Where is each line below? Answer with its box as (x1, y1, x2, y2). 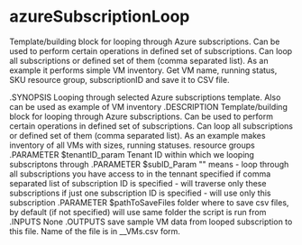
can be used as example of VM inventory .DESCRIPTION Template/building (9, 101, 288, 112)
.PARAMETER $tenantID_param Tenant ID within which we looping (9, 149, 255, 159)
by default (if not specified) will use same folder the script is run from (9, 206, 267, 217)
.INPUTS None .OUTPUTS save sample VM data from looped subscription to (9, 216, 293, 227)
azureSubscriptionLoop (9, 6, 190, 27)
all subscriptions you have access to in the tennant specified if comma (9, 168, 271, 179)
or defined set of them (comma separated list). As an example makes (9, 130, 266, 141)
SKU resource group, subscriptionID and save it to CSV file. (9, 74, 230, 85)
